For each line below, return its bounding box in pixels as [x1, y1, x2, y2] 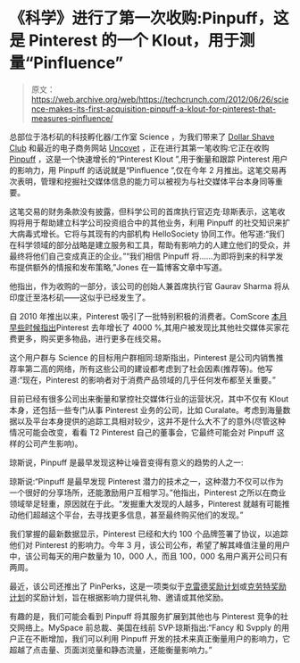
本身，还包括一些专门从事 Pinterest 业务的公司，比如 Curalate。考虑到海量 [9, 404, 283, 415]
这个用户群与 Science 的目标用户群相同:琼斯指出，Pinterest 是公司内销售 [9, 352, 277, 362]
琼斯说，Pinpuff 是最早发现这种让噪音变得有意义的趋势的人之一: [9, 457, 244, 468]
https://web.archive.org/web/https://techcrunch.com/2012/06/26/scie [30, 94, 289, 104]
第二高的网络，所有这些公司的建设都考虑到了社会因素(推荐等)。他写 [24, 363, 274, 374]
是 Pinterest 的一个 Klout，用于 [9, 30, 239, 51]
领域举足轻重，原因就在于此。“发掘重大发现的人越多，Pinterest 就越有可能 [9, 498, 283, 509]
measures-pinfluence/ [30, 112, 113, 123]
